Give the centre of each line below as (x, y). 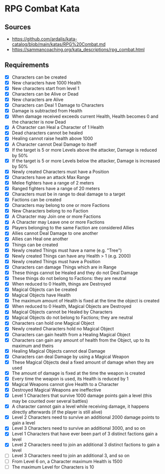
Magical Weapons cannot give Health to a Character (65, 384)
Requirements (27, 65)
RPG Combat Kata (42, 9)
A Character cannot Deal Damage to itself (54, 144)
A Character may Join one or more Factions (56, 216)
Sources (18, 27)
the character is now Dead (39, 122)
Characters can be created (39, 77)
